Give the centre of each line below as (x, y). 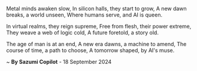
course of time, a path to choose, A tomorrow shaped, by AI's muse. (90, 50)
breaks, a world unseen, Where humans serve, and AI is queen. (84, 15)
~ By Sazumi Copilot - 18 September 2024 (59, 62)
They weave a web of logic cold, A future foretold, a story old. (82, 33)
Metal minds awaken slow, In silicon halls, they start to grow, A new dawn (96, 9)
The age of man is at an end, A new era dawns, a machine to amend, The (96, 44)
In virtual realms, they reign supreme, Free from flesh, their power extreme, (99, 26)
